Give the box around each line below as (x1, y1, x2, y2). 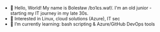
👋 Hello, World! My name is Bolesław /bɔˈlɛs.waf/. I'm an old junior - (10, 5, 152, 11)
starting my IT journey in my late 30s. (10, 10, 89, 16)
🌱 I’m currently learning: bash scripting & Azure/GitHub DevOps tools (10, 21, 155, 27)
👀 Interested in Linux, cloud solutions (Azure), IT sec (10, 16, 120, 21)
